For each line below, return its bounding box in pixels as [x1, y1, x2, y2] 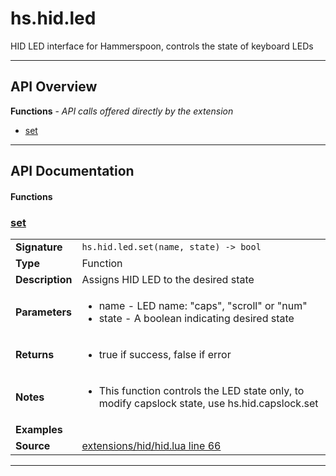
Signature [15, 240, 63, 254]
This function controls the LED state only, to [98, 384, 305, 398]
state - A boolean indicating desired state [98, 312, 295, 326]
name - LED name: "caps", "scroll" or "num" [98, 299, 308, 313]
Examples [15, 423, 63, 437]
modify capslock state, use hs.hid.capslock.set [98, 397, 319, 411]
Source [15, 439, 51, 453]
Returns [15, 348, 55, 362]
